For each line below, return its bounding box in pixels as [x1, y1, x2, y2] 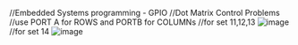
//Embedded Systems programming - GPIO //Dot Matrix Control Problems [9, 8, 280, 18]
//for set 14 [9, 26, 50, 36]
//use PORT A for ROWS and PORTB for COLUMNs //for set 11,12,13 [9, 17, 256, 27]
